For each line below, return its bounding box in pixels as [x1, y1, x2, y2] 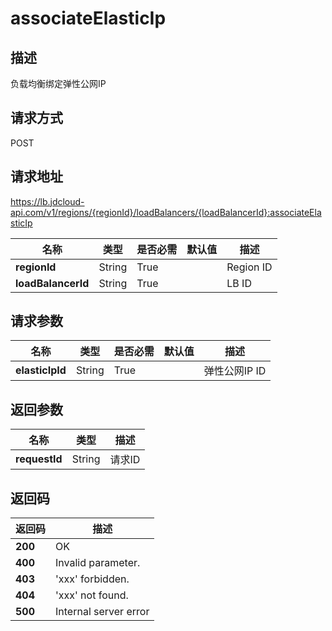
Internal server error [55, 605, 150, 619]
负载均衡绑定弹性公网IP [10, 78, 107, 89]
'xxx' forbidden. [55, 572, 130, 586]
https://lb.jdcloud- [10, 195, 85, 207]
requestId [15, 452, 63, 466]
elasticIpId [15, 363, 67, 377]
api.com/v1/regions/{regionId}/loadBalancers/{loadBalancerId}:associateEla [10, 206, 322, 218]
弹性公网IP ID [203, 364, 267, 378]
